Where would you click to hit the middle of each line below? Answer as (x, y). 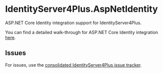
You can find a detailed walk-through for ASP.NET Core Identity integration (81, 32)
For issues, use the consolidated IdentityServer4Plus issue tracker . (74, 65)
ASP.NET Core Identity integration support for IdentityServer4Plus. (73, 23)
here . (10, 37)
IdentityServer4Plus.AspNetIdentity (81, 9)
